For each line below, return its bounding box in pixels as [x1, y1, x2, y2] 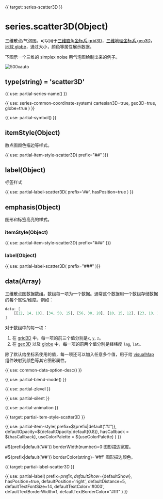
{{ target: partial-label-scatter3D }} [5, 464, 75, 470]
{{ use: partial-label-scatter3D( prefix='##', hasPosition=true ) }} [5, 189, 134, 195]
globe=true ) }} [5, 105, 35, 111]
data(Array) [5, 277, 41, 286]
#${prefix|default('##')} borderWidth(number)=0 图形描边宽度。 [5, 444, 133, 450]
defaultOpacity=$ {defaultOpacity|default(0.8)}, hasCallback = [5, 429, 129, 435]
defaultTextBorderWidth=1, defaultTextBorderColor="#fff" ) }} [5, 489, 128, 495]
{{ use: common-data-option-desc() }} [5, 367, 82, 373]
